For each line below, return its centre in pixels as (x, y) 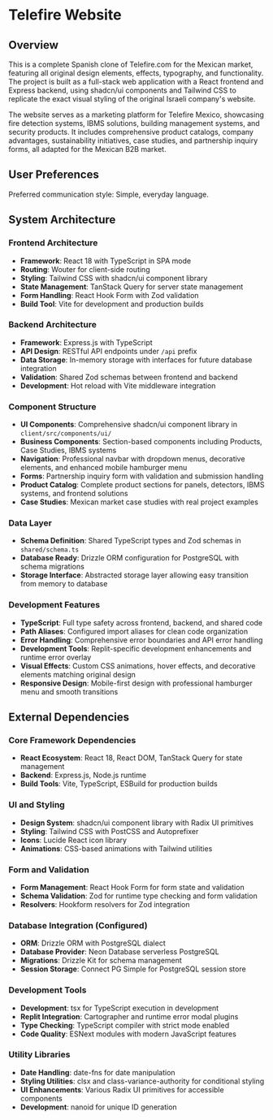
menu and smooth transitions (69, 691)
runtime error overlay (56, 657)
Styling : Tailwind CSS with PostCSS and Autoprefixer (109, 831)
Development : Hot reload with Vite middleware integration (118, 385)
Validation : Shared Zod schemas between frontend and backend (129, 377)
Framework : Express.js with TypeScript (86, 342)
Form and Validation (49, 869)
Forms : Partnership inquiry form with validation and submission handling (142, 476)
